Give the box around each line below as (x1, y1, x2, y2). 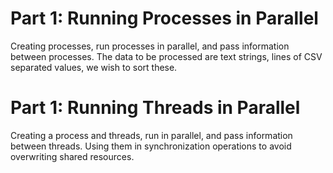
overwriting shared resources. (10, 150, 135, 162)
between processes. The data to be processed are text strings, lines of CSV (10, 50, 323, 62)
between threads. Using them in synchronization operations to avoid (10, 140, 292, 152)
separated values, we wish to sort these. (10, 61, 178, 73)
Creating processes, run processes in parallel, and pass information (10, 40, 290, 52)
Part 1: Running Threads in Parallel (10, 97, 301, 119)
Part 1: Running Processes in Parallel (10, 7, 319, 30)
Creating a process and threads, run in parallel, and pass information (10, 129, 293, 141)
